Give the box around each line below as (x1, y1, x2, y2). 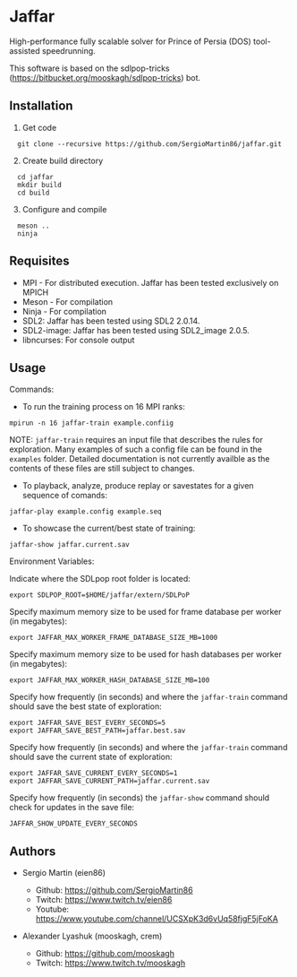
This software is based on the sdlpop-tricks (9, 63, 170, 73)
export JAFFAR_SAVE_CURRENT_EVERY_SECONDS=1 (9, 769, 178, 778)
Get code (21, 122, 57, 133)
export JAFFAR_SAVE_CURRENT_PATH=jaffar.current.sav (9, 777, 210, 786)
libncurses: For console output (21, 334, 135, 345)
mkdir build (17, 180, 63, 189)
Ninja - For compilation (21, 306, 107, 316)
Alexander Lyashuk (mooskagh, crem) (21, 930, 163, 942)
